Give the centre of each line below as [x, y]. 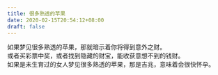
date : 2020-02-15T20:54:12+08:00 [56, 20]
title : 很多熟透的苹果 [37, 14]
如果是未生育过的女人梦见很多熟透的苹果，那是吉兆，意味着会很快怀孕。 [111, 65]
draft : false [26, 26]
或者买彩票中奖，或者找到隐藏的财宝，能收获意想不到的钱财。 [96, 56]
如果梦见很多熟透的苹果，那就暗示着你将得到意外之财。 [86, 47]
